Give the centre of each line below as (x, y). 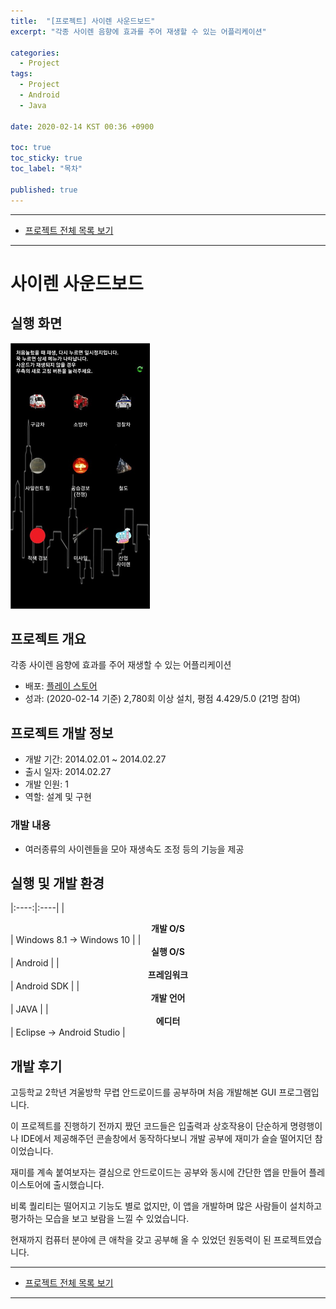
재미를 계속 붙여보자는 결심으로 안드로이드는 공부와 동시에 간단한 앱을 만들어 (158, 1172)
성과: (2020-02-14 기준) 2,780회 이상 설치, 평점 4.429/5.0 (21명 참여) (162, 699)
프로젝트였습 (298, 1240)
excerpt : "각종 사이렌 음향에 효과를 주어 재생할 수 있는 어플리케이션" (138, 31)
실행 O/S (168, 952)
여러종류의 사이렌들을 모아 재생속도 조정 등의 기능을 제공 (134, 849)
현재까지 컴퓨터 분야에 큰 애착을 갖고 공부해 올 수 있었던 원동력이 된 (141, 1240)
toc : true (31, 148)
